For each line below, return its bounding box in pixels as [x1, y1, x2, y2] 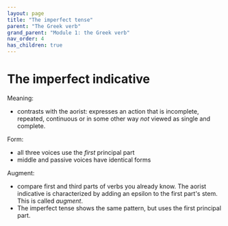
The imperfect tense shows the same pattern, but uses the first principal [16, 203, 221, 212]
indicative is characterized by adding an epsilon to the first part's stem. [16, 189, 218, 197]
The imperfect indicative [7, 71, 151, 87]
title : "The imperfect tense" [7, 16, 94, 23]
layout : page [7, 10, 45, 17]
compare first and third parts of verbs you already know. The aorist [16, 182, 207, 190]
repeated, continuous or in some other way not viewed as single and [16, 114, 211, 123]
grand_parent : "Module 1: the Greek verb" [7, 29, 130, 36]
